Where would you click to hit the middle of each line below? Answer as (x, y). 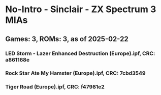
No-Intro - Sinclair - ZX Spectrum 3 (81, 9)
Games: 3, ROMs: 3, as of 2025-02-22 (67, 39)
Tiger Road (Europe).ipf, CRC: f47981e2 (55, 87)
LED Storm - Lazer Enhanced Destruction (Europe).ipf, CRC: (80, 53)
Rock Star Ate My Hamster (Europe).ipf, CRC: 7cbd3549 (75, 73)
